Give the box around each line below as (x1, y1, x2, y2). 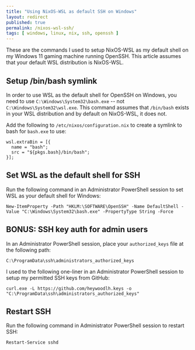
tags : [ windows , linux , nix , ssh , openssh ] (6, 30, 119, 36)
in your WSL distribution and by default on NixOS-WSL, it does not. (6, 110, 168, 117)
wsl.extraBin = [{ (6, 139, 51, 145)
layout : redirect (6, 14, 48, 20)
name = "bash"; (11, 144, 48, 150)
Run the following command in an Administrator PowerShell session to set (6, 186, 184, 193)
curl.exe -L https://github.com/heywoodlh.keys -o (6, 286, 132, 291)
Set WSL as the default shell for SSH (6, 171, 141, 181)
